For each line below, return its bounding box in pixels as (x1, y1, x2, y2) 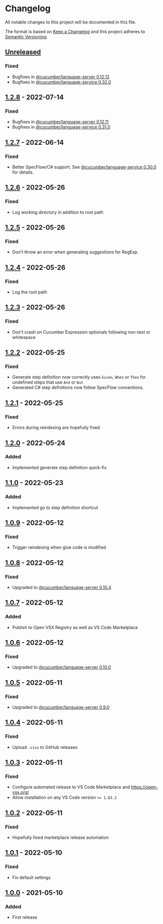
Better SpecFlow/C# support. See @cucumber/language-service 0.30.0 (12, 164, 157, 170)
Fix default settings (12, 874, 51, 880)
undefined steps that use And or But (12, 380, 84, 385)
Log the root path (12, 289, 47, 295)
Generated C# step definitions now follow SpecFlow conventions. (12, 384, 144, 390)
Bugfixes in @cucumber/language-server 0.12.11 (12, 119, 109, 125)
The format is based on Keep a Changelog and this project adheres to (5, 28, 145, 34)
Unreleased (5, 48, 41, 56)
